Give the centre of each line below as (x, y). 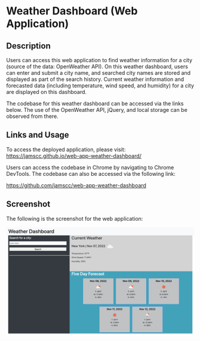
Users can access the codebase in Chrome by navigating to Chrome (90, 167)
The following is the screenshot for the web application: (75, 218)
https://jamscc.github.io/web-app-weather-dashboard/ (74, 156)
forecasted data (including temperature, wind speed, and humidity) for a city (100, 86)
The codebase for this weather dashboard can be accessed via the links (95, 103)
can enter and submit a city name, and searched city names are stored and (99, 73)
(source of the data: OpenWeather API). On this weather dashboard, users (97, 66)
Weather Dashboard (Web (72, 11)
